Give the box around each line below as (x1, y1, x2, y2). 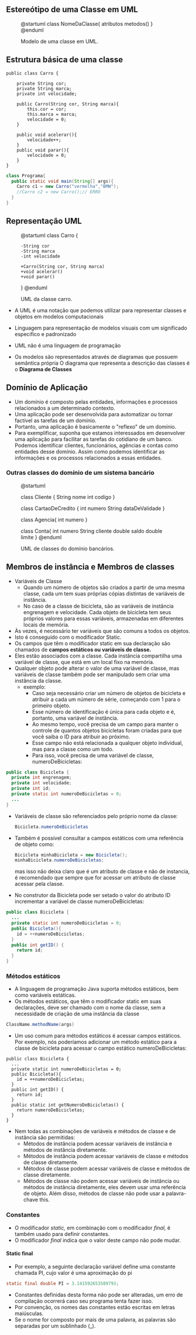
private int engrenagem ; (11, 775, 72, 781)
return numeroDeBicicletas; (16, 1107, 85, 1113)
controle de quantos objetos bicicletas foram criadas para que (32, 727, 183, 734)
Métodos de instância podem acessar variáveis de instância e (23, 1140, 173, 1147)
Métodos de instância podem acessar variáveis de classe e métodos (23, 1153, 189, 1160)
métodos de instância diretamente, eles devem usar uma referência (23, 1184, 186, 1191)
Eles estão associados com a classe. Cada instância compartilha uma (14, 652, 183, 659)
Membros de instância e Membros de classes (6, 562, 175, 572)
